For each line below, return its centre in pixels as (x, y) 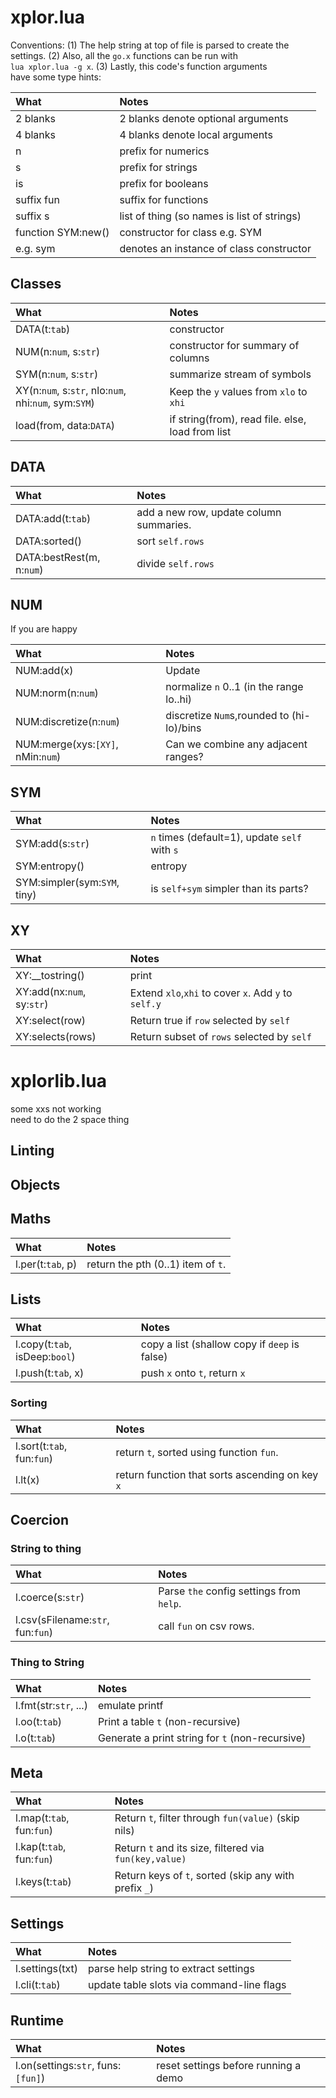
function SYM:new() (62, 232)
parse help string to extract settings (171, 1969)
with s (164, 850)
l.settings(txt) (47, 1969)
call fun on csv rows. (206, 1626)
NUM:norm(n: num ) (57, 693)
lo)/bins (183, 728)
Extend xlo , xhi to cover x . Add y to (211, 993)
